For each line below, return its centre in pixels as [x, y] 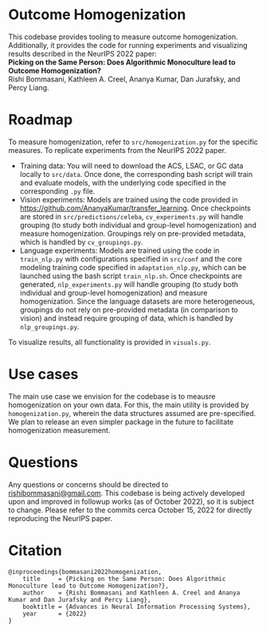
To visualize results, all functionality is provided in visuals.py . [110, 342]
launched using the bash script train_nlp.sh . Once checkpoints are [131, 276]
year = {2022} [55, 614]
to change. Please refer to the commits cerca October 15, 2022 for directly [130, 510]
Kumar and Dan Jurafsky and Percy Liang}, [80, 599]
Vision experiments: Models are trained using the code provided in [129, 199]
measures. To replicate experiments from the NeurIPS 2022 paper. [117, 150]
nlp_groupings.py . [49, 326]
